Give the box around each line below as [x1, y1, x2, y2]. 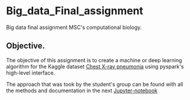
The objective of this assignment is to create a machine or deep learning [6, 56, 182, 63]
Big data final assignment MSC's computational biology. [6, 24, 142, 31]
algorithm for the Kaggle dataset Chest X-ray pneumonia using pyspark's [6, 63, 184, 70]
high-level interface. [6, 69, 55, 76]
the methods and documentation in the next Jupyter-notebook [6, 87, 158, 94]
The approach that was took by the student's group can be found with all [6, 80, 184, 88]
